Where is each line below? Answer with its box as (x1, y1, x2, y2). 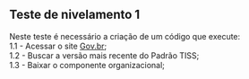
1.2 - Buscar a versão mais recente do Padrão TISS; (9, 49, 200, 61)
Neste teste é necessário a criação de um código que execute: (9, 31, 241, 41)
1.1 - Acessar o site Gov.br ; (9, 40, 107, 51)
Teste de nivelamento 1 (9, 7, 141, 22)
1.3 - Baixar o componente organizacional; (9, 59, 166, 70)
